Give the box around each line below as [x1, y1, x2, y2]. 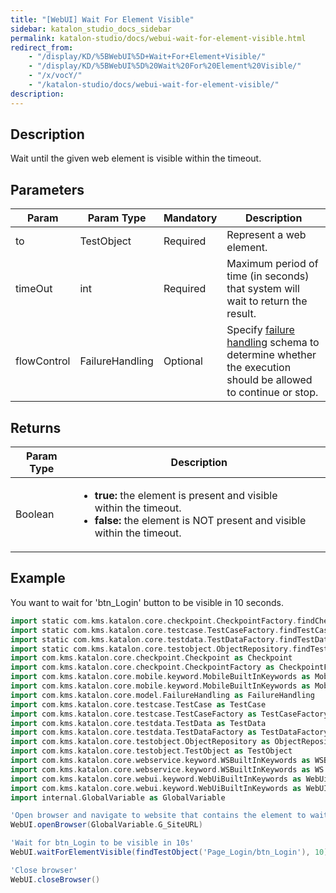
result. [226, 307, 257, 321]
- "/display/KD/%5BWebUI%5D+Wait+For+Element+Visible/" [28, 52, 267, 62]
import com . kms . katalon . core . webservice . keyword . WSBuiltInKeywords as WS [10, 764, 325, 775]
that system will [226, 282, 300, 296]
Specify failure [226, 323, 295, 337]
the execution [226, 361, 292, 375]
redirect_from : [10, 42, 74, 53]
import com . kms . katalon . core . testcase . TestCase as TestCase [10, 699, 267, 710]
